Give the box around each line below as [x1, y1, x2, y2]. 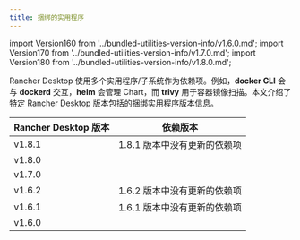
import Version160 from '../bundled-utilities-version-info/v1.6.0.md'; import [9, 38, 284, 48]
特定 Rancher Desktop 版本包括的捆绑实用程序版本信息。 [9, 98, 219, 108]
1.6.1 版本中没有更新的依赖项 [117, 201, 242, 213]
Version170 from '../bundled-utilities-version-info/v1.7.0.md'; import [9, 47, 257, 58]
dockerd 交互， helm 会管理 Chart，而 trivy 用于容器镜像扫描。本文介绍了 [19, 86, 292, 97]
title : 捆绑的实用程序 [9, 13, 85, 22]
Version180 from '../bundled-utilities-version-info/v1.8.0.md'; [9, 56, 232, 67]
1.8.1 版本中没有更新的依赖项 [117, 138, 242, 150]
